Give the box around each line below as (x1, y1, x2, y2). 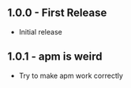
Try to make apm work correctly (18, 71, 124, 80)
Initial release (18, 27, 62, 36)
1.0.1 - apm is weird (7, 50, 103, 64)
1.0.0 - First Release (7, 6, 107, 20)
